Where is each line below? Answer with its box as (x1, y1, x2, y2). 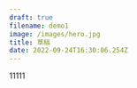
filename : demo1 (9, 21, 69, 30)
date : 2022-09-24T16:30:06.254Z (9, 46, 128, 55)
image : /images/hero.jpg (9, 29, 101, 38)
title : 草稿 (9, 37, 50, 47)
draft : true (9, 12, 53, 22)
